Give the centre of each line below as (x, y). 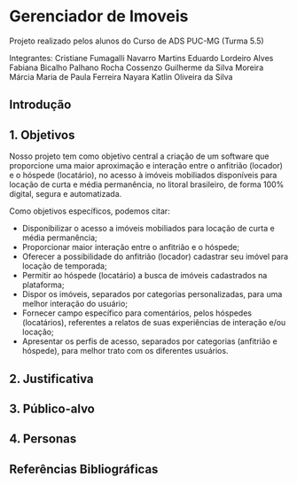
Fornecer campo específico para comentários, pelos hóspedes (137, 313)
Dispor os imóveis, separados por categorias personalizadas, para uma (152, 294)
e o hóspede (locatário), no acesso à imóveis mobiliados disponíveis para (143, 176)
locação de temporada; (65, 266)
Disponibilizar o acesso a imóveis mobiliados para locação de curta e (148, 229)
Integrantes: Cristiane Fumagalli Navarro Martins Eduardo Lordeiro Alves (141, 58)
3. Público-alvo (52, 408)
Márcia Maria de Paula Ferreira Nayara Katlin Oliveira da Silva (121, 76)
